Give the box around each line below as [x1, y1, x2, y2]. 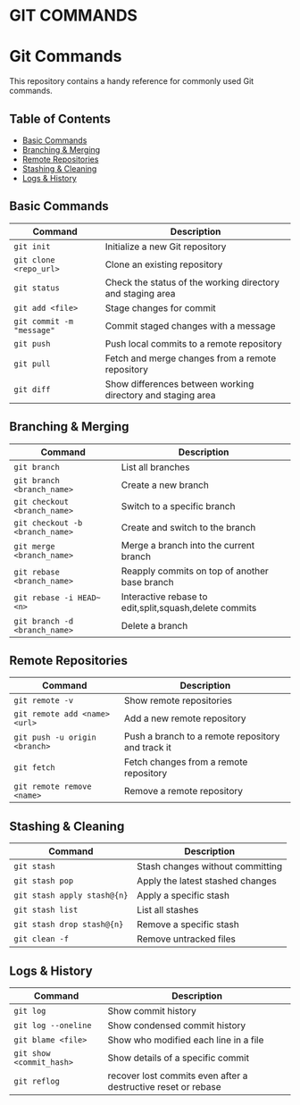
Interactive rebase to [121, 590, 208, 603]
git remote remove [13, 782, 92, 791]
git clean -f [13, 934, 70, 944]
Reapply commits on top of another [121, 565, 270, 577]
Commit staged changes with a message [104, 319, 276, 331]
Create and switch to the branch [121, 521, 256, 533]
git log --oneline [13, 1020, 92, 1030]
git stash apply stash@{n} [13, 891, 129, 900]
